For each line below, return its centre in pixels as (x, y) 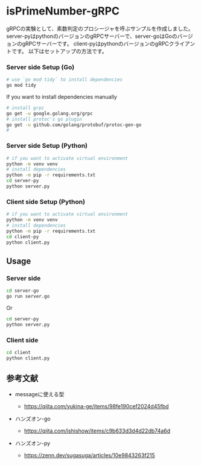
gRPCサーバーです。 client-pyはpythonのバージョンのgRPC (95, 43)
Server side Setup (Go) (40, 67)
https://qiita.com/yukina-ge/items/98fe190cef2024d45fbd (96, 406)
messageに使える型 (40, 394)
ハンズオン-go (33, 419)
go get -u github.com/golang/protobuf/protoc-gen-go (74, 125)
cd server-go (23, 291)
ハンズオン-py (33, 443)
